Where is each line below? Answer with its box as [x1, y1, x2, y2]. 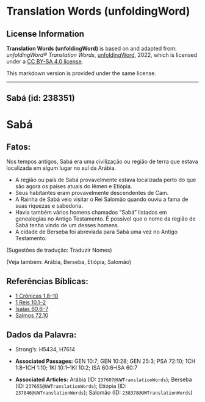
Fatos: [6, 142, 31, 152]
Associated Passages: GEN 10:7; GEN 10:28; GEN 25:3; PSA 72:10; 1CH [15, 357, 196, 365]
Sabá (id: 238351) [6, 93, 75, 103]
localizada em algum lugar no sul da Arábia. [6, 164, 117, 172]
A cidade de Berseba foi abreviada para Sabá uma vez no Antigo [15, 228, 178, 236]
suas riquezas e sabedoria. [15, 202, 84, 210]
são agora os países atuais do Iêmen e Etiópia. [15, 183, 132, 190]
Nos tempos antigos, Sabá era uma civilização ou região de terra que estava [6, 158, 198, 166]
